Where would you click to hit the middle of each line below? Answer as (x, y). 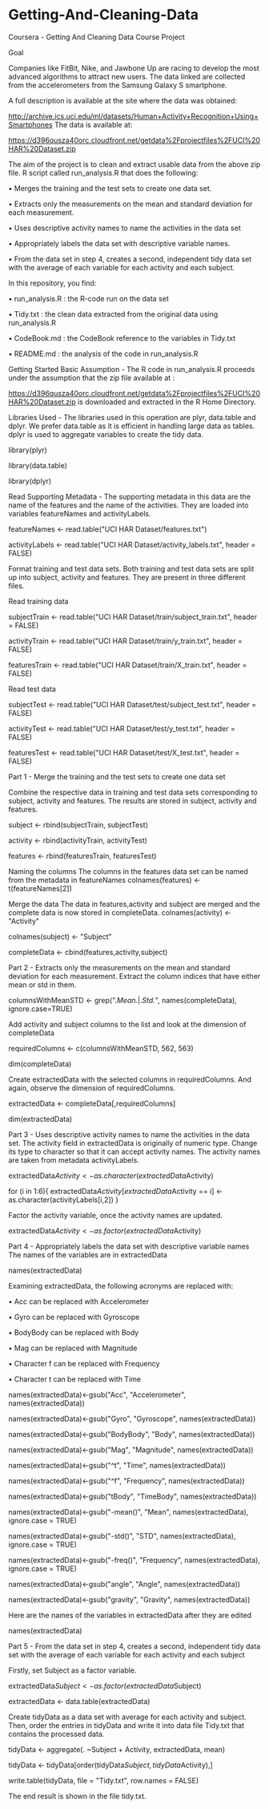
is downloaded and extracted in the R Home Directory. (167, 402)
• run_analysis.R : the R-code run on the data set (89, 298)
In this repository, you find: (52, 283)
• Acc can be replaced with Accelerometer (79, 1301)
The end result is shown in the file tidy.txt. (77, 1796)
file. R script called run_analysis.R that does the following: (103, 172)
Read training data (38, 601)
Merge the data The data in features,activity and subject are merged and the (134, 904)
